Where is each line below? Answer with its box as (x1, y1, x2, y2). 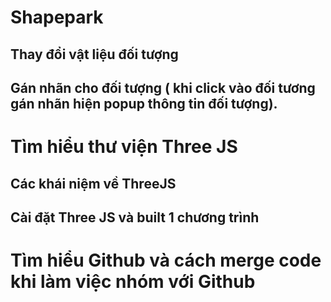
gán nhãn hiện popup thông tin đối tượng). (10, 95, 278, 112)
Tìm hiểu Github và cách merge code (10, 249, 322, 272)
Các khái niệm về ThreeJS (10, 175, 177, 192)
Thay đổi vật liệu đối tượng (10, 46, 179, 63)
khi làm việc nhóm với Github (10, 271, 256, 293)
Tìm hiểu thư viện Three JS (10, 136, 238, 158)
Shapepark (10, 6, 104, 29)
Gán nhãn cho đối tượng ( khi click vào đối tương (10, 79, 316, 96)
